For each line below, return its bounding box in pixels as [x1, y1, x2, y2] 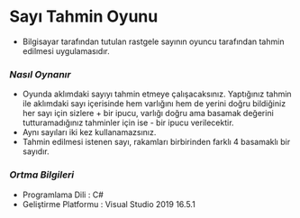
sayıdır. [22, 146, 50, 157]
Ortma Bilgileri [9, 168, 75, 181]
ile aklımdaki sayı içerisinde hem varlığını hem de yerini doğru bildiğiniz [22, 98, 286, 109]
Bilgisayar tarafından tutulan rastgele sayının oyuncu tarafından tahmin [22, 36, 285, 47]
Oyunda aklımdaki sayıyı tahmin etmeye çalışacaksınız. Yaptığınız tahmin [22, 88, 292, 100]
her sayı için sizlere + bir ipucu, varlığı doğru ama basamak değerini [22, 108, 275, 119]
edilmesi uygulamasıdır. [22, 45, 110, 56]
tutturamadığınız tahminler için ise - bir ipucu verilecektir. [22, 117, 234, 128]
